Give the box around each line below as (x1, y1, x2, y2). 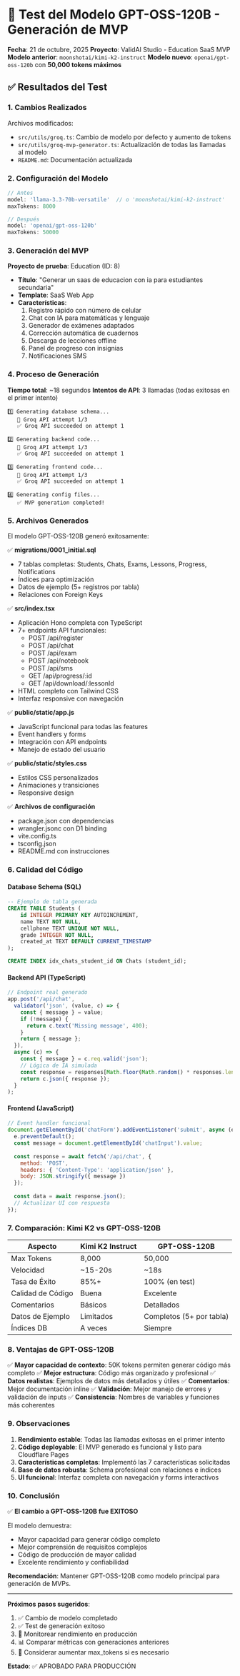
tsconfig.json (17, 839, 56, 848)
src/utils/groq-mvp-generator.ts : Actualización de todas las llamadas (17, 140, 226, 149)
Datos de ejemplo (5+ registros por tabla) (17, 583, 140, 591)
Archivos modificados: (7, 119, 74, 127)
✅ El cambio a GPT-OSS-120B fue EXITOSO (7, 1507, 139, 1515)
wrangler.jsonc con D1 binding (17, 824, 107, 833)
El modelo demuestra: (7, 1521, 72, 1530)
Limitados (80, 1312, 114, 1322)
